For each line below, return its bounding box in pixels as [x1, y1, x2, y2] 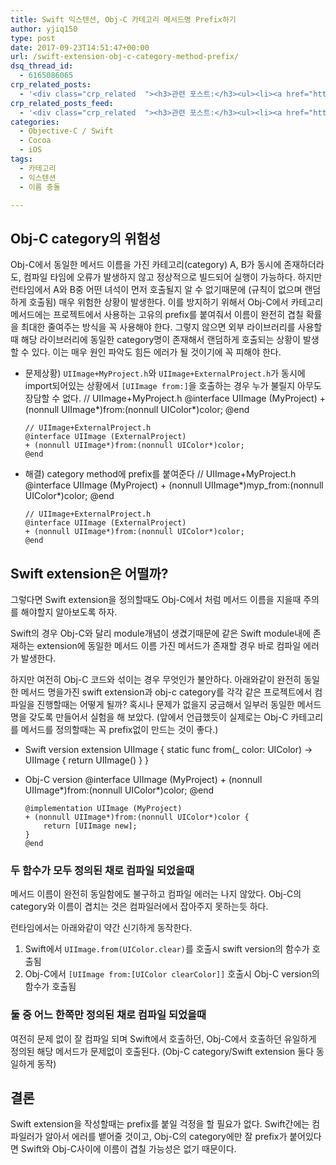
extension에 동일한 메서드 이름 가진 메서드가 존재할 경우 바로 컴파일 [36, 640, 302, 651]
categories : [10, 117, 60, 127]
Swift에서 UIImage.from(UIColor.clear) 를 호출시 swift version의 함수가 [24, 943, 310, 955]
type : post [10, 33, 56, 43]
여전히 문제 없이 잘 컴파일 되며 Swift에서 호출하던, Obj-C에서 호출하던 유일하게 [10, 1032, 317, 1045]
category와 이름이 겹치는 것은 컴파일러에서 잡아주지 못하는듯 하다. [10, 901, 269, 913]
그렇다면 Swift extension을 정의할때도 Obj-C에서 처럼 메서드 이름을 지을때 [10, 594, 302, 605]
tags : [10, 154, 33, 164]
